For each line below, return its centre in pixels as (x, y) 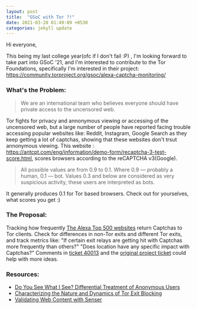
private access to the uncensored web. (68, 109)
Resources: (23, 274)
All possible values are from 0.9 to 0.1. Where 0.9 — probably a (97, 170)
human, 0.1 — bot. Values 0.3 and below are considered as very (97, 176)
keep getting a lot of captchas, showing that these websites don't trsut (92, 139)
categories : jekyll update (39, 28)
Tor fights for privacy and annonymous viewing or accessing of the (87, 121)
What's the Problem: (36, 90)
